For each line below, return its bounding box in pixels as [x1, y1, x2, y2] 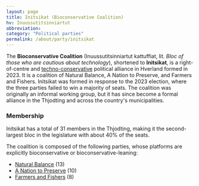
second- [166, 125, 186, 133]
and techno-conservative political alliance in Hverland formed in [30, 65, 188, 72]
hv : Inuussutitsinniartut [6, 20, 70, 26]
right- [179, 59, 194, 66]
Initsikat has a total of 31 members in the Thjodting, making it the [6, 125, 165, 133]
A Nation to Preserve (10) [14, 167, 77, 174]
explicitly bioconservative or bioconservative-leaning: [6, 149, 138, 156]
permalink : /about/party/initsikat [6, 36, 95, 42]
